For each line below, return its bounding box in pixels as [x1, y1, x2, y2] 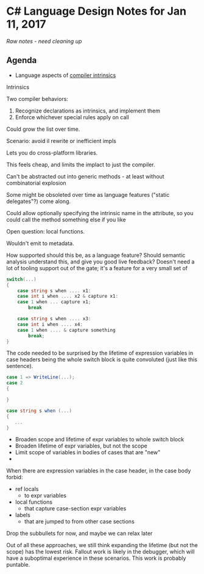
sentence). [6, 362, 33, 370]
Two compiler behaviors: [6, 95, 69, 102]
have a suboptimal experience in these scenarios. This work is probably [6, 554, 186, 562]
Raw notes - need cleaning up [6, 37, 82, 45]
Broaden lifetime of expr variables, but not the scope [15, 442, 147, 450]
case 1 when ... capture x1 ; [17, 299, 91, 305]
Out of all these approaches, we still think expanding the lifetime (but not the [6, 542, 198, 549]
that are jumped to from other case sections [24, 518, 135, 525]
